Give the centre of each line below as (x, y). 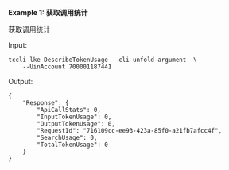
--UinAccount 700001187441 (67, 67)
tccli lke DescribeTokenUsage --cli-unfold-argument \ (103, 60)
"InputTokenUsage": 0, (74, 117)
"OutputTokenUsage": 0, (76, 124)
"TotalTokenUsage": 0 (73, 145)
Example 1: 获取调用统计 (48, 12)
